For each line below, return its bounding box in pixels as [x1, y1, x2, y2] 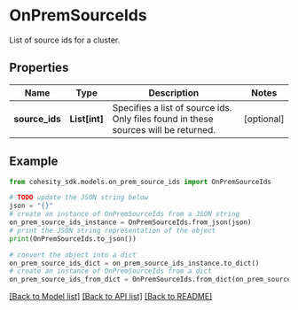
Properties [9, 60, 69, 75]
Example [9, 154, 59, 169]
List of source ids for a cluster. [9, 35, 121, 45]
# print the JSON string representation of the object [9, 226, 216, 235]
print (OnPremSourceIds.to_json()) [9, 234, 137, 244]
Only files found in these [112, 112, 215, 125]
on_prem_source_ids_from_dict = [9, 275, 129, 284]
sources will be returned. [112, 123, 216, 136]
